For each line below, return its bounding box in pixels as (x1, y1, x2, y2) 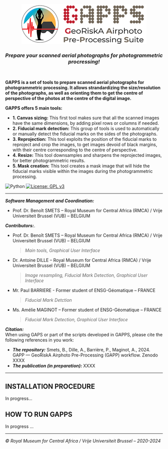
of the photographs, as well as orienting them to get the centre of (5, 90, 143, 96)
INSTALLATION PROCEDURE (5, 382, 95, 391)
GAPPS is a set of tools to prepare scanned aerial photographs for (5, 79, 144, 85)
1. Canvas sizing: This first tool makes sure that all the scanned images (12, 115, 159, 121)
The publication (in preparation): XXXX (12, 363, 95, 369)
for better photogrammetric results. (12, 157, 85, 164)
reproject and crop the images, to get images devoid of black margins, (12, 142, 157, 148)
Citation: (5, 326, 24, 332)
